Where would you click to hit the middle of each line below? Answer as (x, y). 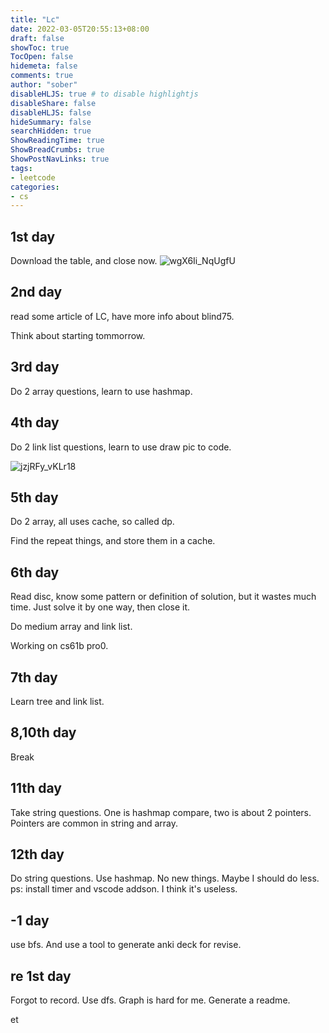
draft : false (37, 38)
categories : (35, 187)
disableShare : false (53, 103)
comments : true (42, 76)
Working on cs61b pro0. (59, 646)
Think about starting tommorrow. (78, 335)
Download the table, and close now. (84, 261)
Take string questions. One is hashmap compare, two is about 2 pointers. (161, 812)
